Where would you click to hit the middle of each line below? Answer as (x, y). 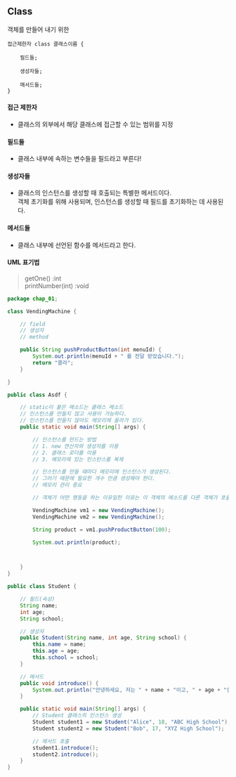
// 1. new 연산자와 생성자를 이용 (76, 446)
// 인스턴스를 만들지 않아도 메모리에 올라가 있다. (82, 421)
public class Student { (42, 587)
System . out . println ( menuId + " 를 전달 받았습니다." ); (109, 357)
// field (33, 324)
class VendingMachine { (42, 311)
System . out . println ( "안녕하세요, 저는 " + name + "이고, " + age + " (130, 690)
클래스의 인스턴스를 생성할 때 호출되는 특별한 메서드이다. (94, 193)
